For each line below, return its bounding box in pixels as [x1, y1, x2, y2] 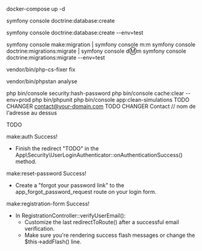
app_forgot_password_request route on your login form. [15, 188, 157, 195]
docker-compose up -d [6, 6, 66, 12]
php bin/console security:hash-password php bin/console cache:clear [6, 90, 184, 97]
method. [15, 158, 37, 165]
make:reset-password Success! [6, 170, 87, 177]
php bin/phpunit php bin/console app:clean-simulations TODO [32, 96, 190, 103]
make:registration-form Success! [6, 200, 90, 207]
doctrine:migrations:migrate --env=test [6, 54, 106, 61]
